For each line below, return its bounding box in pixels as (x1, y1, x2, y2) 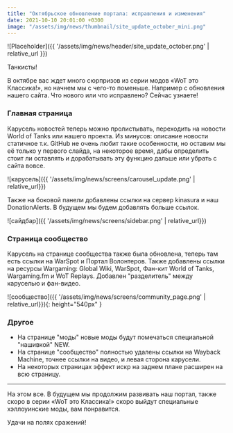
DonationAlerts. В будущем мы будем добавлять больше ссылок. (7, 203, 200, 211)
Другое (7, 317, 34, 327)
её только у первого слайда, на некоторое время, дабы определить (7, 147, 209, 155)
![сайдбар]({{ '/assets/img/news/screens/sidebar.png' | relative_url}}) (7, 216, 207, 224)
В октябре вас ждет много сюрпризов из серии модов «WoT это (7, 76, 199, 85)
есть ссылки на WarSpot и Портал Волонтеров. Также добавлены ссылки (7, 256, 225, 265)
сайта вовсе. (7, 161, 46, 170)
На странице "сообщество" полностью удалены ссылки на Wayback (17, 348, 221, 357)
